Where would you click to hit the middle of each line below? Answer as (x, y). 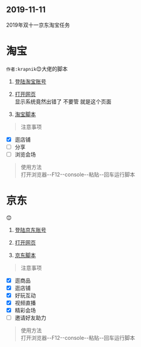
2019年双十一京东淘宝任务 (38, 25)
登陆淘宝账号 (30, 81)
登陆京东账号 (30, 230)
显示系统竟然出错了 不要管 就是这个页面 (63, 101)
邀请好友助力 (30, 318)
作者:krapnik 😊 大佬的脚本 (37, 68)
